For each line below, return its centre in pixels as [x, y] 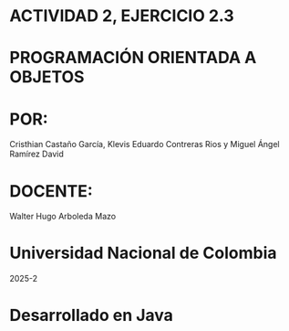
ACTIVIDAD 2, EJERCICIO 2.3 [122, 16]
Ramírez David [36, 154]
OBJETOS [47, 77]
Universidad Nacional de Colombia [143, 253]
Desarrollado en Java [91, 315]
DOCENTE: [51, 191]
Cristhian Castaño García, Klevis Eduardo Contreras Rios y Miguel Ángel [144, 144]
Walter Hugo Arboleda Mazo [63, 217]
